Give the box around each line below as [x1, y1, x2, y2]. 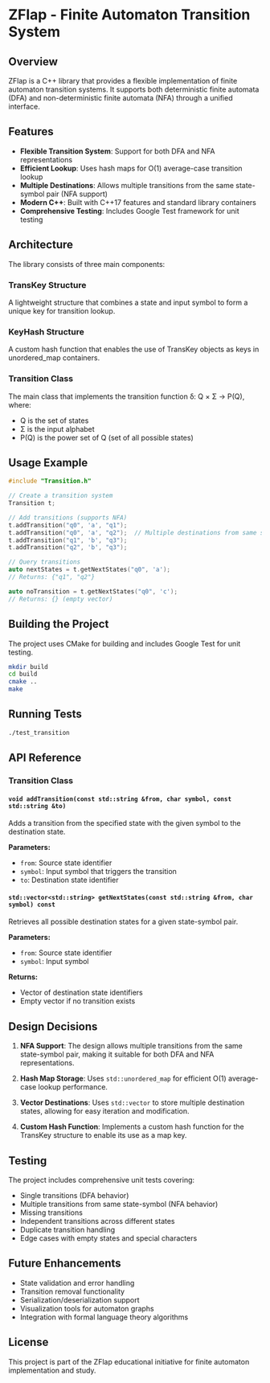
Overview [8, 55, 59, 68]
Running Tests [8, 708, 82, 721]
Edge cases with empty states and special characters [19, 1233, 198, 1243]
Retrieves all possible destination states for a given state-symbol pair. [8, 917, 239, 926]
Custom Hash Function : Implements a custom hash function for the [19, 1122, 245, 1131]
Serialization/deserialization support [19, 1295, 140, 1304]
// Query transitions [8, 558, 81, 566]
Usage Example [8, 456, 88, 470]
